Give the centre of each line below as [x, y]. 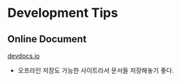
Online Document [47, 39]
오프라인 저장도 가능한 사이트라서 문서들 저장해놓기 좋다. [96, 70]
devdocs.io [24, 56]
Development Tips [63, 13]
